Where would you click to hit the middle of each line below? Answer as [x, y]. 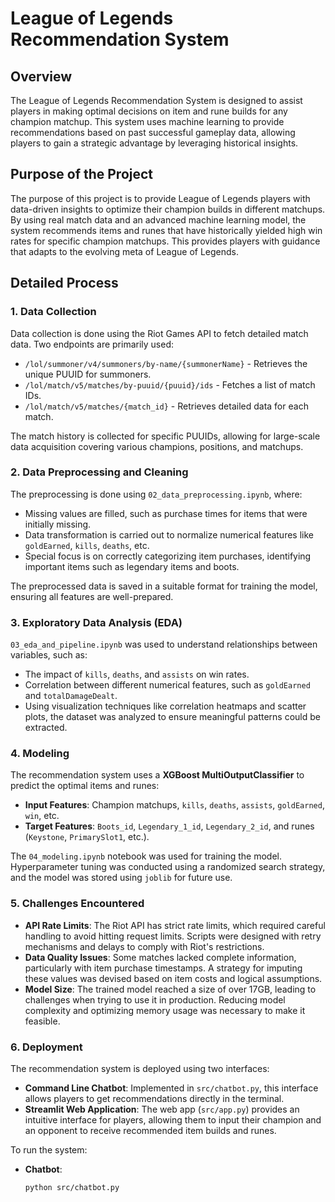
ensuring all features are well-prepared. [92, 596]
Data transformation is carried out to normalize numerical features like [169, 534]
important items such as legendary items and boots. [132, 566]
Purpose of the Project [82, 174]
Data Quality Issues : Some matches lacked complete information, [160, 957]
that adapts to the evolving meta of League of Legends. [125, 251]
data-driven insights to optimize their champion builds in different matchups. [168, 209]
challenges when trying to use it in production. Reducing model [155, 999]
